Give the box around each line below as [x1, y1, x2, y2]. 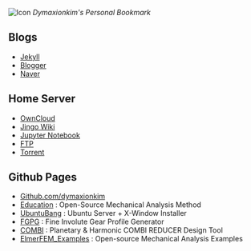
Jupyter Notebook [19, 130, 80, 140]
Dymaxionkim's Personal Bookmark [32, 8, 151, 17]
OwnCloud [19, 113, 56, 123]
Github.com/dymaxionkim [19, 192, 106, 201]
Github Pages [8, 170, 78, 184]
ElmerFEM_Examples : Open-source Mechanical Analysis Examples [19, 234, 243, 244]
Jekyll [19, 52, 40, 62]
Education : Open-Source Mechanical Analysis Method [19, 200, 202, 209]
